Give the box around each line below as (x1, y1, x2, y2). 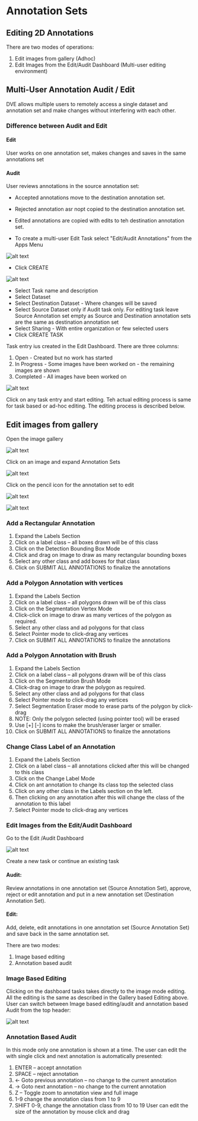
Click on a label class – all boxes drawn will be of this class (14, 539, 158, 546)
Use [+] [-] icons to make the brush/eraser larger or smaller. (14, 721, 162, 728)
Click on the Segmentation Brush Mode (14, 677, 111, 684)
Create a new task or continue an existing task (6, 858, 120, 865)
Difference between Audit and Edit (6, 122, 108, 130)
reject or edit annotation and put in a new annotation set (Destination (6, 891, 174, 898)
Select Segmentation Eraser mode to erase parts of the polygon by (14, 702, 178, 709)
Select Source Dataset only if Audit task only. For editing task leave (14, 306, 179, 313)
